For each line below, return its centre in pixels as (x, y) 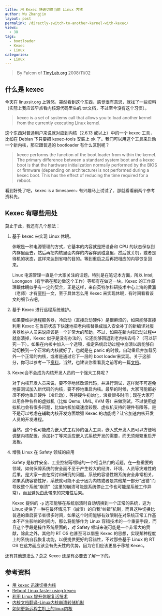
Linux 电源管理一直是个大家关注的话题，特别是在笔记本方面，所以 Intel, (83, 275)
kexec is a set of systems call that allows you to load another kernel (84, 118)
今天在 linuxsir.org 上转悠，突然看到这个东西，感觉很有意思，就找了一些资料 (81, 102)
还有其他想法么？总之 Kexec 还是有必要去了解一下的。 (59, 555)
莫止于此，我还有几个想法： (33, 226)
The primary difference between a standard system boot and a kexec (86, 160)
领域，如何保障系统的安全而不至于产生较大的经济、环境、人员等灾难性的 (84, 468)
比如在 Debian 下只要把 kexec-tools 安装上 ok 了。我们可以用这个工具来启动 (81, 139)
